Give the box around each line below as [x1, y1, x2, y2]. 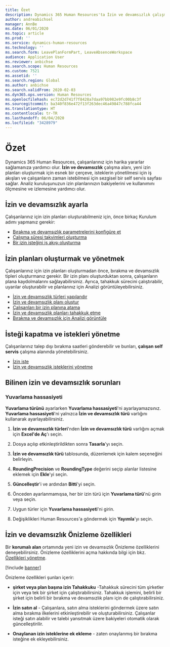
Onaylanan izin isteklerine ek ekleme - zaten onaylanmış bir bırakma [12, 630, 158, 636]
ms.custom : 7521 [5, 69, 39, 74]
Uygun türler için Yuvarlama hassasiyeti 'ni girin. [12, 506, 115, 512]
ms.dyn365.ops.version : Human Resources [5, 92, 92, 97]
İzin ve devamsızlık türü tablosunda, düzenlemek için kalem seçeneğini [12, 451, 163, 457]
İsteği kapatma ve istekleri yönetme [5, 330, 120, 338]
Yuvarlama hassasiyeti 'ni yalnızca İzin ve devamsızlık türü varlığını [5, 410, 148, 416]
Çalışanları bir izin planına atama [12, 305, 80, 311]
